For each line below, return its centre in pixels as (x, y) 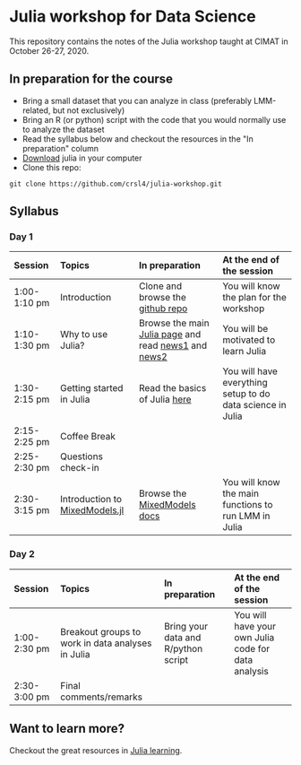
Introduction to (91, 500)
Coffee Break (88, 437)
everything (245, 383)
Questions (81, 456)
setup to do (246, 394)
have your (255, 626)
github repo (163, 309)
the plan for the (254, 298)
